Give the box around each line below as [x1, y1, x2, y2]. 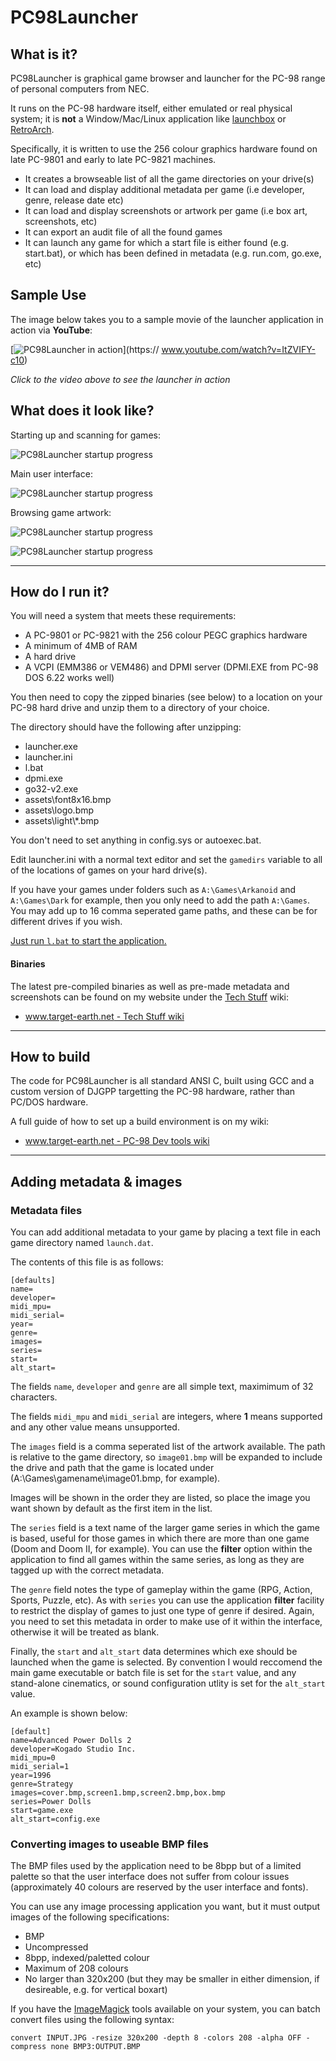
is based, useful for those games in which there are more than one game [10, 1532, 310, 1545]
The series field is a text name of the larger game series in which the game [10, 1522, 320, 1534]
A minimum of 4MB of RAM [24, 640, 138, 652]
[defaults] [10, 1276, 56, 1286]
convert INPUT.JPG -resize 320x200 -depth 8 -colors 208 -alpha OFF [10, 2033, 302, 2043]
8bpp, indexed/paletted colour [24, 1952, 150, 1964]
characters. [10, 1391, 58, 1403]
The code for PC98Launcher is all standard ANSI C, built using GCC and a [10, 1075, 315, 1087]
